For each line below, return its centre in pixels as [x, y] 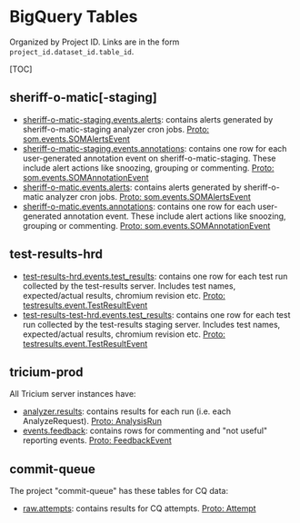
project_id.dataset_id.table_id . [72, 51]
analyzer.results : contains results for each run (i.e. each [127, 411]
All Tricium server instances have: [73, 394]
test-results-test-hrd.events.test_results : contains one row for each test [156, 314]
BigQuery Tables [74, 17]
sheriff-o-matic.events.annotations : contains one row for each [139, 206]
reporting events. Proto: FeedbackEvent [97, 440]
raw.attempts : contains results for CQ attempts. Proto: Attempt [139, 508]
